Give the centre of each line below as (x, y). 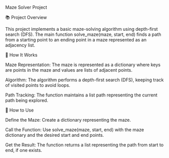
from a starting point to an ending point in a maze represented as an (76, 40)
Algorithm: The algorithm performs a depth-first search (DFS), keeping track (84, 80)
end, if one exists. (24, 150)
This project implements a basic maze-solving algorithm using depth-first (81, 29)
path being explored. (27, 100)
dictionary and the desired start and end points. (55, 135)
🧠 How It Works (21, 55)
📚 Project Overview (26, 17)
